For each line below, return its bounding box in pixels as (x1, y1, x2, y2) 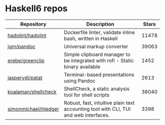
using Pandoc (63, 77, 96, 84)
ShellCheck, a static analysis (63, 85, 130, 92)
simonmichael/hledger (7, 105, 59, 112)
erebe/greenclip (7, 57, 45, 64)
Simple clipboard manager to (63, 51, 131, 58)
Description (86, 21, 114, 27)
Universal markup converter (63, 43, 129, 50)
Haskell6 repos (5, 3, 68, 14)
